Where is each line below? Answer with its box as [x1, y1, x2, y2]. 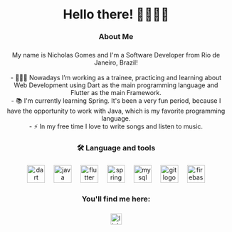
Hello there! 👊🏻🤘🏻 [63, 6, 169, 23]
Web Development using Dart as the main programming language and [14, 81, 218, 89]
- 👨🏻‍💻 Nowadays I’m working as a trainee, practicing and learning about [10, 74, 222, 82]
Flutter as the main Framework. [70, 89, 162, 97]
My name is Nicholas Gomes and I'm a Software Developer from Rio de [11, 51, 221, 60]
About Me [98, 32, 134, 42]
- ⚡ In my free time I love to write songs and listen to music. [28, 122, 204, 131]
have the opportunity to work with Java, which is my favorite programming [6, 106, 226, 116]
